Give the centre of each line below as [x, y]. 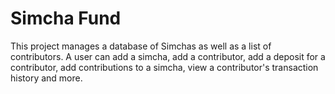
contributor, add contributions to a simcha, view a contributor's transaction [164, 67]
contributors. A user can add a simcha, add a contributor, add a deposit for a [168, 56]
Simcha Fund [66, 18]
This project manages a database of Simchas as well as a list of [141, 46]
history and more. [46, 78]
